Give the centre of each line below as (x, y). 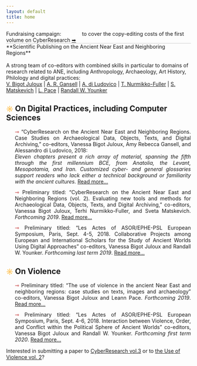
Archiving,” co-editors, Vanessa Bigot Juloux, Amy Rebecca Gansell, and (103, 144)
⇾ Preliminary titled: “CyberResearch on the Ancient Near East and (103, 192)
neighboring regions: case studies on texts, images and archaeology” (103, 292)
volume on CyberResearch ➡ (41, 40)
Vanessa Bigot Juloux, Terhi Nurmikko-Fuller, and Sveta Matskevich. (103, 211)
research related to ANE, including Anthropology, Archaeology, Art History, (96, 72)
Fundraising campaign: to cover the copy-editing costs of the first (95, 33)
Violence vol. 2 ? (26, 357)
